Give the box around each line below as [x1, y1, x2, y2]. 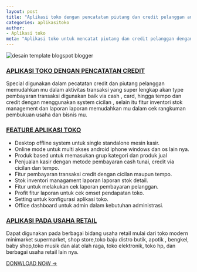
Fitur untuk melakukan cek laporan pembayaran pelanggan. [14, 183, 159, 190]
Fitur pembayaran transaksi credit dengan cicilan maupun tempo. [14, 170, 172, 177]
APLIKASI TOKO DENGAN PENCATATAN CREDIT [6, 66, 145, 75]
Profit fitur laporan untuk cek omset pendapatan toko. [14, 189, 145, 196]
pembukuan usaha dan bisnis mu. [6, 111, 88, 118]
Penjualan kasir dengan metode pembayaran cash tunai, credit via [14, 158, 175, 165]
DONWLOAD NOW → [6, 260, 57, 267]
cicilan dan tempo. [14, 164, 60, 171]
